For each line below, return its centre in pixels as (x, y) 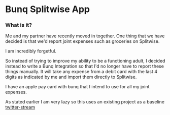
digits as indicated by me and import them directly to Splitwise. (71, 77)
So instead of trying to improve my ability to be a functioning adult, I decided (85, 61)
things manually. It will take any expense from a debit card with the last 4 (81, 72)
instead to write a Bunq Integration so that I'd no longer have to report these (84, 66)
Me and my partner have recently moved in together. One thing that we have (85, 36)
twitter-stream (20, 107)
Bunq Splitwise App (48, 9)
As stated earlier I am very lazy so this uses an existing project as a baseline (85, 102)
